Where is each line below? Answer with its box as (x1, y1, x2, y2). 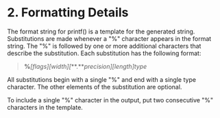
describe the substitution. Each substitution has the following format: (7, 49, 201, 57)
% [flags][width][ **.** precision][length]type (23, 62, 147, 70)
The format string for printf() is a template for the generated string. (7, 27, 195, 35)
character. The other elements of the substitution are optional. (7, 83, 182, 91)
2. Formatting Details (7, 5, 129, 20)
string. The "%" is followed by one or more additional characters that (7, 42, 201, 50)
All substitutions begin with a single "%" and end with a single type (7, 75, 197, 83)
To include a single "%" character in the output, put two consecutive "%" (7, 95, 214, 104)
